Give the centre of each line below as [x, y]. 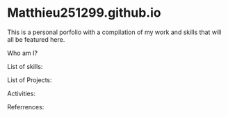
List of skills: [25, 66]
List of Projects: [30, 80]
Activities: [22, 93]
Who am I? [23, 53]
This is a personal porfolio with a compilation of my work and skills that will [114, 32]
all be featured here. [36, 39]
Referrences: [26, 107]
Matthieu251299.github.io [84, 13]
